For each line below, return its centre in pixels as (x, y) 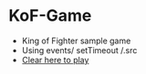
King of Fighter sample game (76, 41)
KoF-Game (50, 16)
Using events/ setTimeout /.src (79, 50)
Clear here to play (55, 60)
